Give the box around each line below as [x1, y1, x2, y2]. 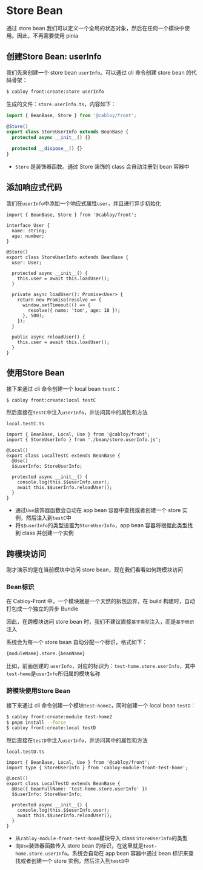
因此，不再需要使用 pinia [16, 32, 79, 39]
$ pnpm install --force [6, 720, 67, 726]
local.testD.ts [6, 749, 45, 755]
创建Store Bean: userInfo [6, 52, 102, 62]
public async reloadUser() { [12, 334, 85, 340]
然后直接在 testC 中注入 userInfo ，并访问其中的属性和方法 [6, 409, 148, 416]
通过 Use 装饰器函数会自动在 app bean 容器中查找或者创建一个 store [15, 507, 181, 514]
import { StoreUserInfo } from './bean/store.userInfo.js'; [6, 437, 162, 443]
